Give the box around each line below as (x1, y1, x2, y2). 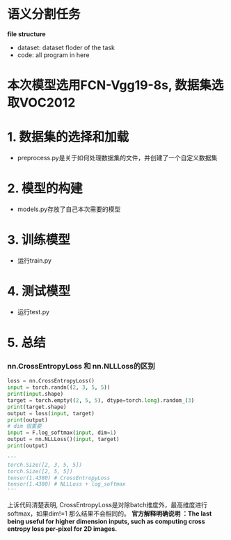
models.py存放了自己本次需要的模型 (17, 205, 121, 213)
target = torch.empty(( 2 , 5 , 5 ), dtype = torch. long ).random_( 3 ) (7, 396, 195, 404)
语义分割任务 (7, 6, 81, 22)
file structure (7, 29, 47, 38)
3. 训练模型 (7, 232, 71, 248)
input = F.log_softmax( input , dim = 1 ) (7, 429, 117, 436)
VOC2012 (19, 95, 76, 111)
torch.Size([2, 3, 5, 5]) (7, 461, 82, 468)
